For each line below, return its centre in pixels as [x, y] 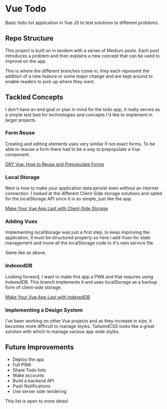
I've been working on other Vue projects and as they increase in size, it [78, 321]
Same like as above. [26, 253]
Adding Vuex [21, 222]
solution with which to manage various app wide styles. [62, 332]
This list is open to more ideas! [37, 401]
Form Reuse [20, 133]
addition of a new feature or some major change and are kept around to [79, 76]
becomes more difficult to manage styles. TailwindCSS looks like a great [80, 326]
